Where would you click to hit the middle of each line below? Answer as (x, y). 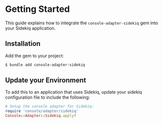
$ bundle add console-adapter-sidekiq (45, 65)
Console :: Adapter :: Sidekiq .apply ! (41, 116)
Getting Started (38, 9)
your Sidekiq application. (30, 28)
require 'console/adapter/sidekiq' (42, 111)
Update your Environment (46, 80)
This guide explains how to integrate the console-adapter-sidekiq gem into (82, 23)
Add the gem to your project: (35, 56)
